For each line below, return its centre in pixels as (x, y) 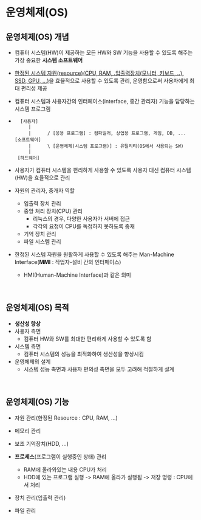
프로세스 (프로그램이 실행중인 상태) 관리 (60, 456)
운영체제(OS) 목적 (37, 308)
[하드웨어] (29, 158)
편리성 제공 (34, 88)
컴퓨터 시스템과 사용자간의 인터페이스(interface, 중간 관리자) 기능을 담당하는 (104, 101)
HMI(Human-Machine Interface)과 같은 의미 (77, 275)
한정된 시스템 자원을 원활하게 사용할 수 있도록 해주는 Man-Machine (94, 254)
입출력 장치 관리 (42, 203)
